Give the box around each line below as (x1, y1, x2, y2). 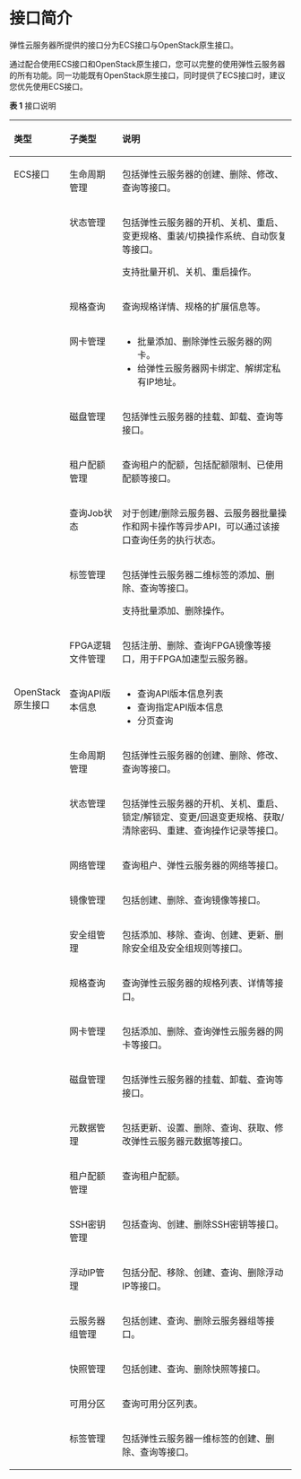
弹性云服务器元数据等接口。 (131, 1134, 248, 1147)
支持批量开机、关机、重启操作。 (122, 266, 257, 278)
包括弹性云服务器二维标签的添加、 (122, 568, 266, 581)
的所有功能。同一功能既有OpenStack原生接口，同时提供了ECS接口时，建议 (9, 69, 286, 81)
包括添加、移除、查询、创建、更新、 (122, 928, 275, 941)
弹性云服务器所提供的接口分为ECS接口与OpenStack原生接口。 (9, 39, 239, 50)
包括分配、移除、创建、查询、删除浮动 (122, 1266, 284, 1279)
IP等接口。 (122, 1280, 167, 1292)
